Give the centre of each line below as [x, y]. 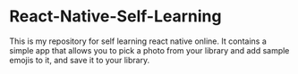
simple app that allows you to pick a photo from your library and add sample [149, 50]
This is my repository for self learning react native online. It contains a [138, 41]
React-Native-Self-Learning [115, 16]
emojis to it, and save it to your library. [80, 60]
